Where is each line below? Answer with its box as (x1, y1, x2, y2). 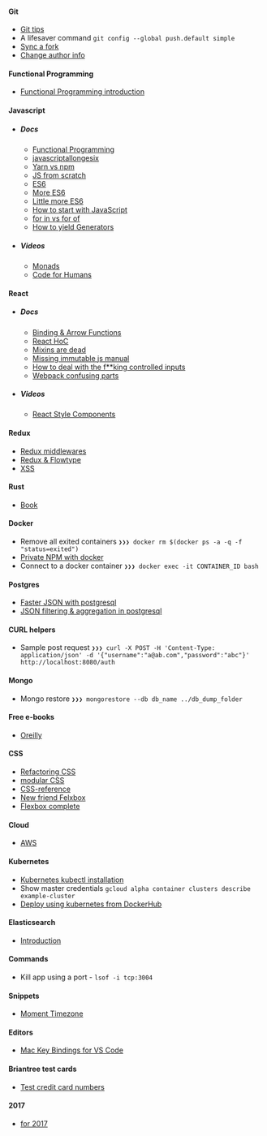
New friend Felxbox (19, 793, 86, 803)
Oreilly (19, 730, 42, 740)
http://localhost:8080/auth (19, 658, 115, 667)
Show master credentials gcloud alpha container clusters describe (19, 883, 252, 893)
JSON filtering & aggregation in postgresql (19, 606, 162, 616)
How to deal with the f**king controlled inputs (32, 362, 186, 372)
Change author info (19, 50, 85, 60)
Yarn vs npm (32, 161, 75, 171)
